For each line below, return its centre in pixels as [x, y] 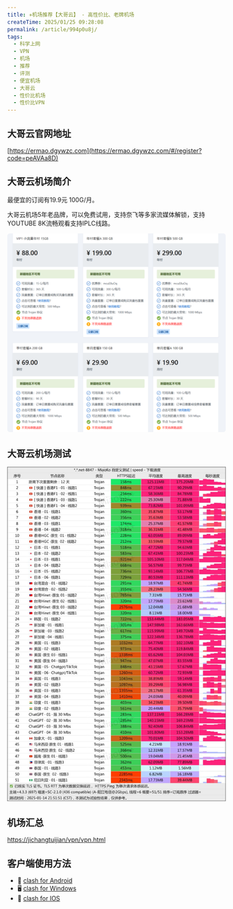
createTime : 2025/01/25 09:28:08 [55, 22]
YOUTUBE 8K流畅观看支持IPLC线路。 [61, 223]
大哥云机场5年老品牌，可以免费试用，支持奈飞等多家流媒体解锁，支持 [106, 214]
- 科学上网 [27, 44]
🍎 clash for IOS [38, 899]
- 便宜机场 [27, 81]
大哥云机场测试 [39, 453]
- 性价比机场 [30, 95]
